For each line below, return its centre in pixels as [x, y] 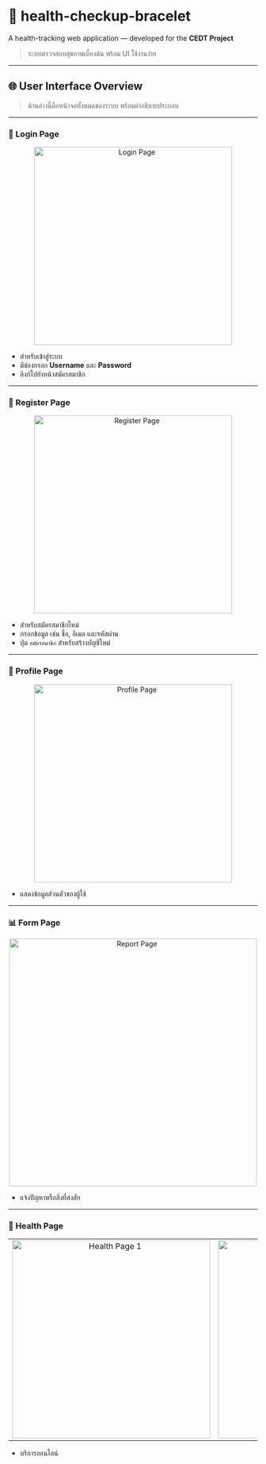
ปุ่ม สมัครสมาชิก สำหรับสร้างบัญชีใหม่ [65, 643]
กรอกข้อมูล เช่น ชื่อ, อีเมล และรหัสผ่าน [69, 634]
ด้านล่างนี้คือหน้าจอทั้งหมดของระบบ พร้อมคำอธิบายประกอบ [103, 105]
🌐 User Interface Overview [75, 86]
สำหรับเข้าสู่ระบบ [41, 357]
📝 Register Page [39, 402]
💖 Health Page [36, 1225]
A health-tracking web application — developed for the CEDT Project [121, 38]
